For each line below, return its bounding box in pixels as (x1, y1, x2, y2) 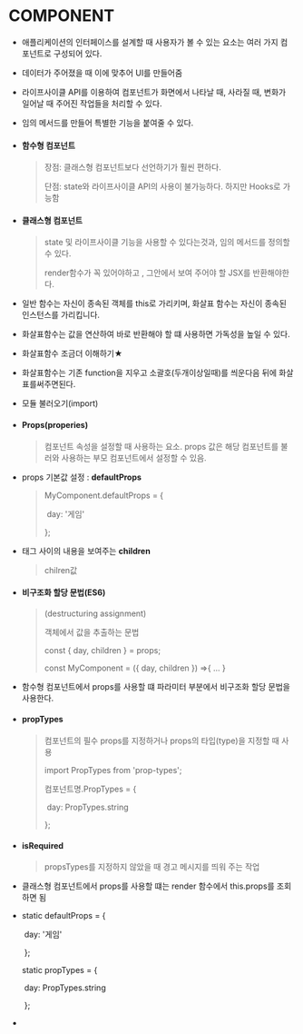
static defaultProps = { (21, 910, 106, 921)
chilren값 (44, 564, 78, 575)
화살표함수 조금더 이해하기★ (21, 348, 123, 359)
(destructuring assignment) (44, 608, 147, 619)
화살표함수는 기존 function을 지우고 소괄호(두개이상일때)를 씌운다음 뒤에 (21, 367, 278, 378)
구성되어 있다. (53, 47, 103, 59)
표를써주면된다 (21, 379, 73, 390)
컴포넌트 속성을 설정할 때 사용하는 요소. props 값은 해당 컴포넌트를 (44, 441, 279, 452)
